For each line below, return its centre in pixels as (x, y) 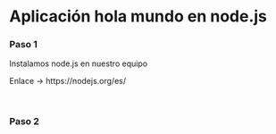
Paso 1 (24, 45)
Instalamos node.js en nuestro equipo (79, 63)
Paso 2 (25, 121)
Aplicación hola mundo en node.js (138, 17)
